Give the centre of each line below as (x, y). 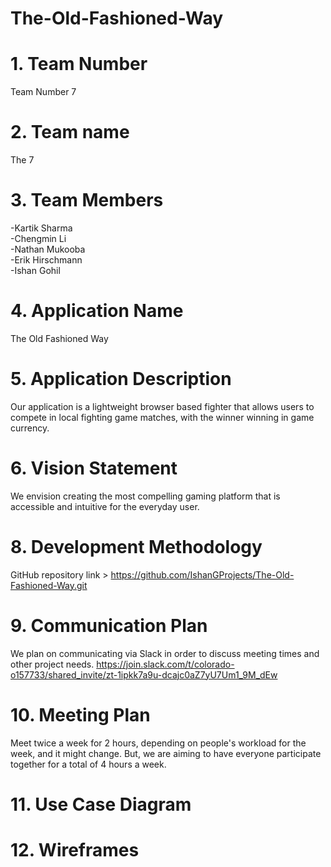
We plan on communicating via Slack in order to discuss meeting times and (165, 653)
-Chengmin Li (38, 238)
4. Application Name (97, 311)
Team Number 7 (43, 92)
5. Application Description (121, 379)
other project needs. (52, 664)
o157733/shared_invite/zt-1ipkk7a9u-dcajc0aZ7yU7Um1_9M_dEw (144, 674)
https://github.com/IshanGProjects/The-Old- (202, 574)
